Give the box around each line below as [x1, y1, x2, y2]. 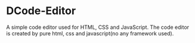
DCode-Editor [6, 4, 76, 18]
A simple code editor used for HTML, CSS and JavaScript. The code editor [6, 24, 190, 31]
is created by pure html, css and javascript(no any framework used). [6, 29, 174, 37]
